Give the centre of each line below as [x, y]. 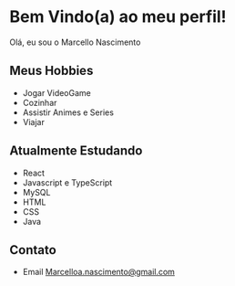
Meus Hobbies [51, 71]
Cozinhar [40, 102]
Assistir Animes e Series [68, 112]
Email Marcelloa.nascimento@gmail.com [99, 272]
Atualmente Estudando [76, 151]
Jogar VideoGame [56, 92]
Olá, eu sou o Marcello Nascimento [75, 42]
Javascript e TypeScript [67, 182]
